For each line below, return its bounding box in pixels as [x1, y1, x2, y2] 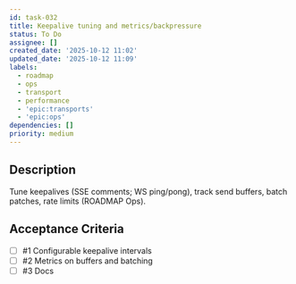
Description [9, 163, 76, 178]
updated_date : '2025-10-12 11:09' [9, 54, 139, 63]
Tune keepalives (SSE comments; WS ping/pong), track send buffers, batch [9, 186, 288, 196]
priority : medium [9, 129, 74, 138]
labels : [9, 63, 38, 72]
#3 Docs [21, 265, 55, 276]
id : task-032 [9, 13, 58, 22]
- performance [17, 96, 70, 105]
